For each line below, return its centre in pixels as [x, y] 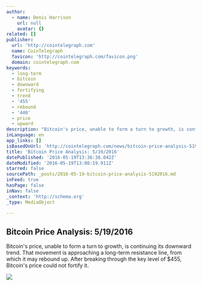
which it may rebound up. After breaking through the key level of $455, [94, 259]
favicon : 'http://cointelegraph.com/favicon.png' [75, 57]
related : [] [21, 34]
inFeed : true [23, 180]
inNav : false [23, 191]
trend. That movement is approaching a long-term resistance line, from [94, 253]
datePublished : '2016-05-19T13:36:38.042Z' [62, 157]
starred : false [25, 169]
